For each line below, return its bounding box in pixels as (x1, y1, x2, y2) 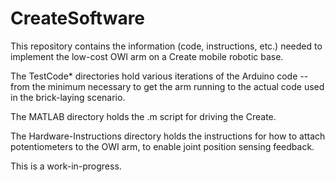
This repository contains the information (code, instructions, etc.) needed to (10, 40, 323, 52)
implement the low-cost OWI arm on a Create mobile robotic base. (10, 50, 284, 62)
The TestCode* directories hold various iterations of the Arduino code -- (10, 70, 309, 82)
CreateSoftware (10, 7, 146, 30)
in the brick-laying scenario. (10, 91, 126, 103)
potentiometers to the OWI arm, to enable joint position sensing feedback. (10, 140, 315, 152)
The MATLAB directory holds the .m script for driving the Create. (10, 110, 277, 122)
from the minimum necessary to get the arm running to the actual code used (10, 80, 325, 92)
